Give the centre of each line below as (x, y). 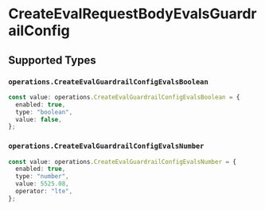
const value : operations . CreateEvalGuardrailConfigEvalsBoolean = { (124, 97)
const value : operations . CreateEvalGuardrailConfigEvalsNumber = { (123, 161)
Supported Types (53, 60)
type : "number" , (42, 177)
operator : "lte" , (44, 192)
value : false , (39, 119)
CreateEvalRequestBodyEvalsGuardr (132, 14)
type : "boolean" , (44, 112)
